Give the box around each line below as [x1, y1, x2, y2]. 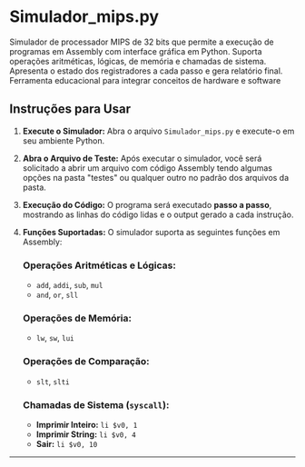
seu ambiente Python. [22, 134, 105, 146]
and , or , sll [35, 289, 79, 301]
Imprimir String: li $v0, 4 [35, 429, 136, 440]
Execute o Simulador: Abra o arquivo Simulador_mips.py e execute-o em [22, 125, 295, 136]
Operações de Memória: [22, 312, 132, 324]
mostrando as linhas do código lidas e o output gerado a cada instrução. [22, 209, 294, 220]
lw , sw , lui [35, 333, 74, 343]
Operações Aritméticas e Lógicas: [22, 259, 177, 272]
